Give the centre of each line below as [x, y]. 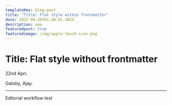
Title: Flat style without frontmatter [81, 59]
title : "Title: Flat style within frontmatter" [57, 15]
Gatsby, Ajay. [19, 83]
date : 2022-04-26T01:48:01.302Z [40, 19]
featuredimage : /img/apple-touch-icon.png [51, 34]
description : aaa [24, 24]
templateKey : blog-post [31, 10]
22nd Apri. [16, 73]
